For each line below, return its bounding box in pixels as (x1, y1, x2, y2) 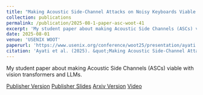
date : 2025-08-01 (6, 31, 50, 37)
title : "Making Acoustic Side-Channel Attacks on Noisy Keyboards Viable (6, 8, 196, 15)
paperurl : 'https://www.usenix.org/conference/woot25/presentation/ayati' (6, 43, 199, 49)
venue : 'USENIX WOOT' (6, 37, 61, 43)
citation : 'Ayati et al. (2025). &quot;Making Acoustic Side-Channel (6, 48, 185, 54)
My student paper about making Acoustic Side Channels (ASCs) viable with (6, 64, 195, 72)
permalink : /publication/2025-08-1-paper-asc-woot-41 (6, 20, 145, 26)
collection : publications (6, 14, 71, 20)
